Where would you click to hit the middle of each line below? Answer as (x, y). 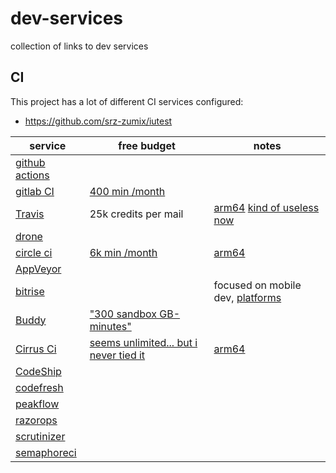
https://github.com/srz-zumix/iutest (98, 121)
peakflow (37, 404)
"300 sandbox (123, 314)
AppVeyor (38, 269)
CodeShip (38, 371)
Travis (30, 214)
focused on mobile (257, 285)
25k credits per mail (136, 214)
